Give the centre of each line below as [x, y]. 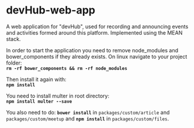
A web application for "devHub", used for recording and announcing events [97, 26]
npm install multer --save [39, 101]
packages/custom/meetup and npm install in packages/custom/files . [88, 119]
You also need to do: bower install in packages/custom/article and [88, 112]
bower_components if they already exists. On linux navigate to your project [97, 56]
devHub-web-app [51, 10]
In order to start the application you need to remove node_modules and [92, 50]
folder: [14, 63]
